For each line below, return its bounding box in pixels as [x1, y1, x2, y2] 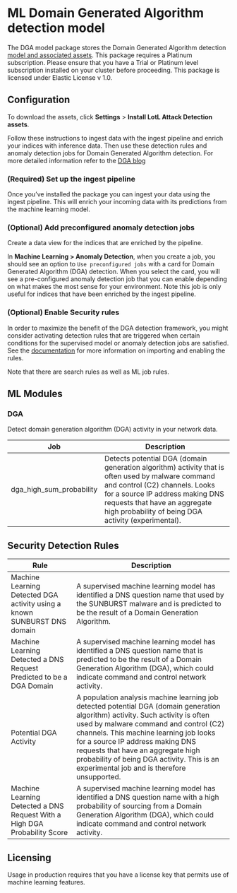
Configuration [7, 94, 71, 106]
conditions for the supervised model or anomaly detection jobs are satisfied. [7, 338, 229, 347]
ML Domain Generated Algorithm [7, 5, 205, 21]
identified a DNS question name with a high [76, 793, 220, 803]
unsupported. [76, 772, 121, 782]
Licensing [7, 851, 51, 863]
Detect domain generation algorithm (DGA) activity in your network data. [7, 425, 218, 434]
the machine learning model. [7, 205, 90, 213]
